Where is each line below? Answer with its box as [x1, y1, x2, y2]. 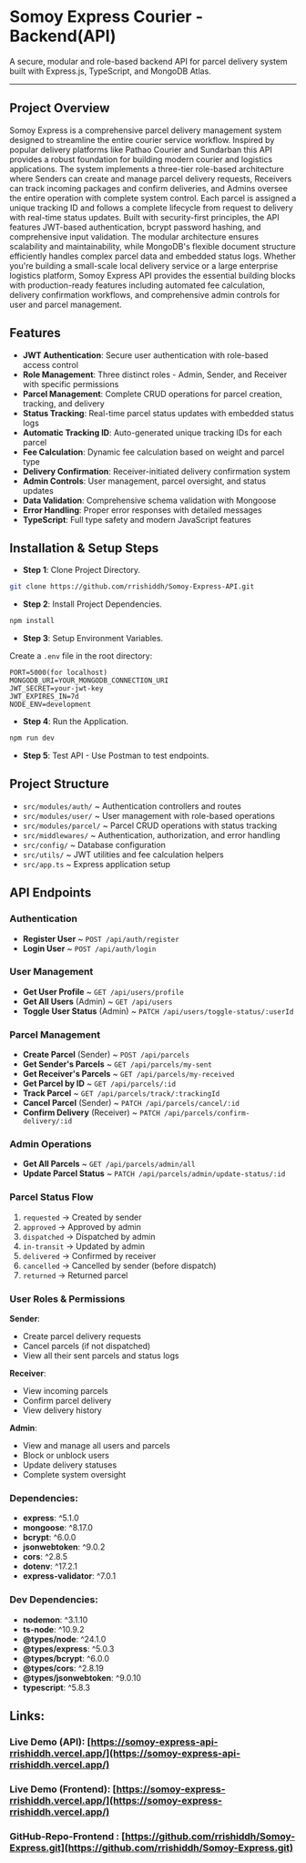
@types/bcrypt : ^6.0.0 [22, 1653, 110, 1663]
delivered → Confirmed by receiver [22, 1250, 157, 1261]
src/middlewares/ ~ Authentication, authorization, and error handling [22, 829, 280, 840]
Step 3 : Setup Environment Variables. [22, 633, 164, 644]
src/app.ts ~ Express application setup [22, 858, 171, 869]
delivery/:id [22, 1117, 73, 1126]
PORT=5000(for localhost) [9, 668, 107, 678]
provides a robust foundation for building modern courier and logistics [9, 153, 273, 165]
